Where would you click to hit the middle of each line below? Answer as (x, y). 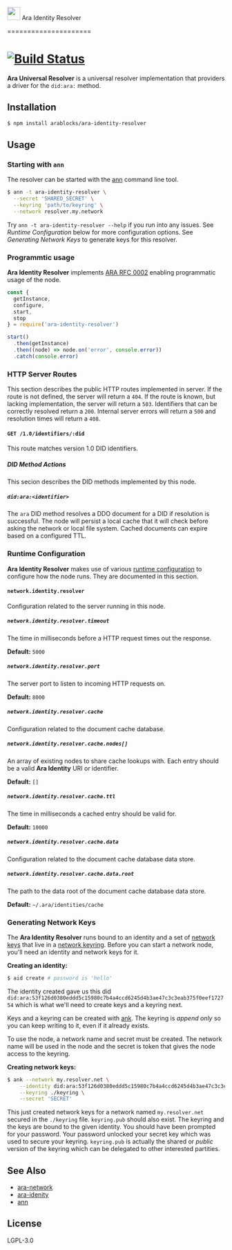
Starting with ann (36, 164)
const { (18, 293)
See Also (27, 1171)
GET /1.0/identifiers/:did (46, 434)
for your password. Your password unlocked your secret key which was (109, 1134)
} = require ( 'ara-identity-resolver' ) (63, 324)
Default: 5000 (26, 651)
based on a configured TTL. (47, 536)
